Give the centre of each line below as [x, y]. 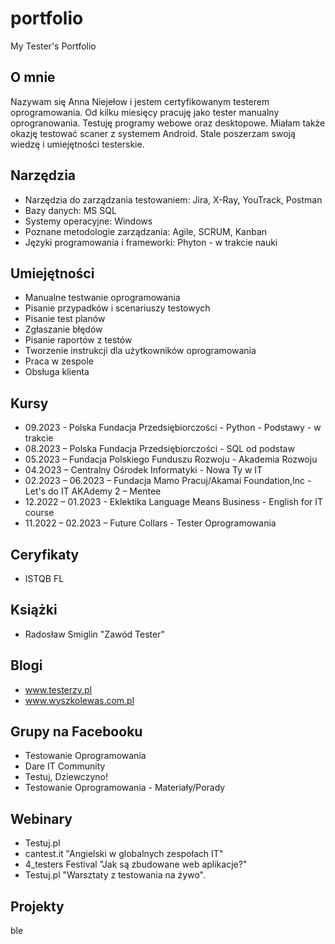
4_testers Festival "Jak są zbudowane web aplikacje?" [136, 864]
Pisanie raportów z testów [78, 340]
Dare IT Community [65, 766]
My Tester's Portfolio [53, 46]
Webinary [41, 818]
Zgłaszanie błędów [63, 329]
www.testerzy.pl [58, 689]
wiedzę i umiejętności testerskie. [77, 144]
